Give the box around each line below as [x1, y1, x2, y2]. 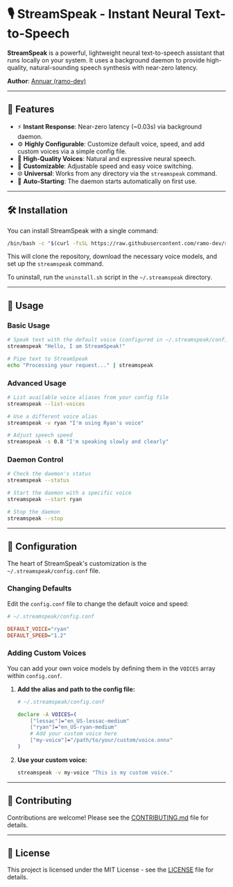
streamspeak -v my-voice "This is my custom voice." [17, 769, 173, 776]
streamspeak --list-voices [7, 400, 85, 407]
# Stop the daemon [7, 508, 60, 515]
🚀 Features [7, 103, 55, 115]
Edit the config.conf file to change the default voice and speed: [7, 599, 189, 608]
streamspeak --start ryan [7, 496, 82, 503]
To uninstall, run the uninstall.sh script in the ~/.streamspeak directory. [7, 273, 213, 282]
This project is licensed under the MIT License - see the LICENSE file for [7, 865, 214, 874]
